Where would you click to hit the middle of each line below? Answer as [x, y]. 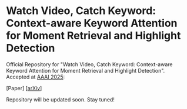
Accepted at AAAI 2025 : [36, 77]
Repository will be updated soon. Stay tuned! [60, 99]
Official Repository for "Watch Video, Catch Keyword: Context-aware [89, 64]
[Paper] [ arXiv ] [24, 88]
